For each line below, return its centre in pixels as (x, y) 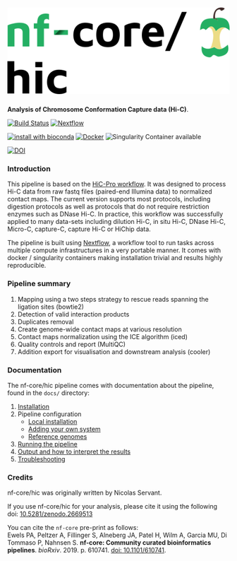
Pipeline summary (39, 284)
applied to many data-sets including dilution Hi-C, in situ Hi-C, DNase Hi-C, (116, 222)
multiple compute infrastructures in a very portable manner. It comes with (114, 250)
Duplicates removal (45, 321)
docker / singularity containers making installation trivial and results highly (115, 258)
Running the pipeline (47, 444)
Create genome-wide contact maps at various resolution (99, 329)
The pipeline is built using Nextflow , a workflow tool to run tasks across (111, 243)
